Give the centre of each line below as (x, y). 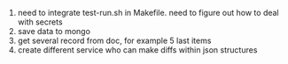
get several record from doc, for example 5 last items (114, 40)
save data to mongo (54, 31)
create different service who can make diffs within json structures (137, 50)
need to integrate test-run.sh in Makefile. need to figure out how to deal (148, 13)
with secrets (40, 22)
